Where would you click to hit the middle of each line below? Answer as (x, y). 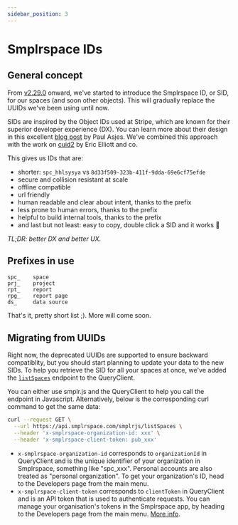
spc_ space (28, 277)
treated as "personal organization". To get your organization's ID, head (121, 476)
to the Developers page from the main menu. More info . (99, 514)
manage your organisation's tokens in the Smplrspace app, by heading (121, 506)
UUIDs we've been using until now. (58, 108)
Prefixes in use (41, 261)
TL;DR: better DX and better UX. (54, 239)
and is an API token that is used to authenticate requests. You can (114, 499)
